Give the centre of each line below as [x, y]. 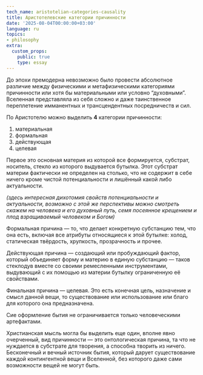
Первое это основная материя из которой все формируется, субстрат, [98, 160]
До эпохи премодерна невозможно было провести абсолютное [89, 80]
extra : [15, 46]
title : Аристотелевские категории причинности [66, 18]
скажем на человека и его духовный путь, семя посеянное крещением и [101, 210]
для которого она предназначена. [50, 303]
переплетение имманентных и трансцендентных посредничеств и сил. [99, 105]
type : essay [32, 62]
